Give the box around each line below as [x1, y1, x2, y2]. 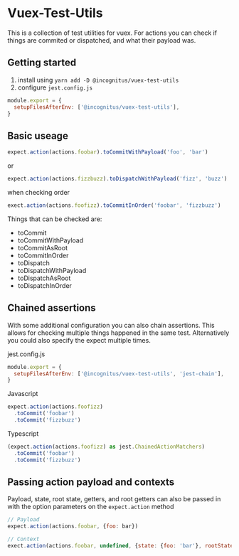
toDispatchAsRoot [17, 274, 71, 282]
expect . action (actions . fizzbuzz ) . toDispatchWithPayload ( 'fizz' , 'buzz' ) [7, 176, 228, 183]
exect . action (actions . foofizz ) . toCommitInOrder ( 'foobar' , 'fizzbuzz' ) [7, 201, 221, 209]
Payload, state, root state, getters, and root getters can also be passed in [7, 495, 221, 503]
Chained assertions [7, 302, 96, 314]
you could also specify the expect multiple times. [7, 336, 151, 344]
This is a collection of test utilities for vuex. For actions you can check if [7, 28, 218, 37]
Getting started [7, 57, 77, 69]
